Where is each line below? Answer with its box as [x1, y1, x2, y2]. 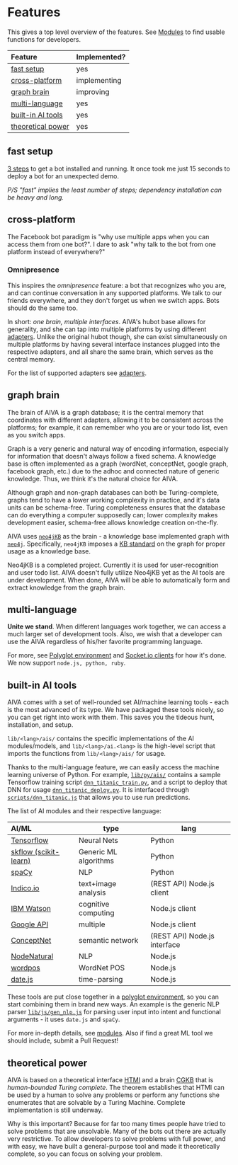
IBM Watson [11, 904, 52, 914]
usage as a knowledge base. [7, 546, 91, 556]
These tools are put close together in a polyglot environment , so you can [7, 992, 220, 1002]
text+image [79, 879, 117, 889]
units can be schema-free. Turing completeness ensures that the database [7, 503, 225, 512]
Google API [11, 919, 48, 929]
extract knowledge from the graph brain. [7, 583, 126, 592]
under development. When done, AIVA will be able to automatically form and [7, 575, 230, 584]
